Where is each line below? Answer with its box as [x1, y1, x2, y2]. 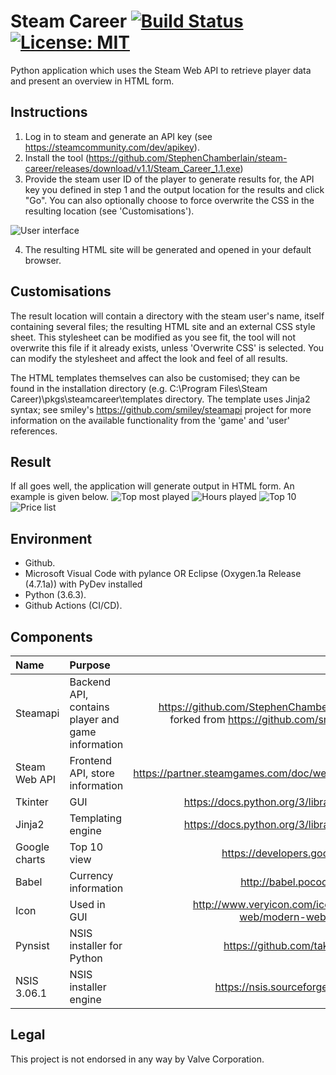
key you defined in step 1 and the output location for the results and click [24, 183, 325, 195]
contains [69, 700, 110, 714]
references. [10, 425, 58, 437]
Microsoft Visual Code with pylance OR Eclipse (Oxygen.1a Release [24, 568, 302, 580]
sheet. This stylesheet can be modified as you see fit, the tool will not [10, 331, 297, 343]
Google [15, 840, 50, 854]
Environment [10, 530, 93, 547]
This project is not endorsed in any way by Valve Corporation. [10, 1053, 265, 1065]
